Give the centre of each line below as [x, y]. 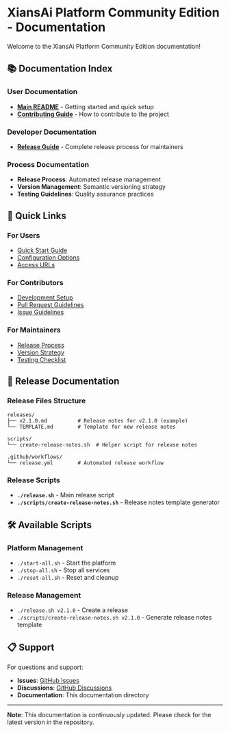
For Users [24, 235]
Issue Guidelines [40, 312]
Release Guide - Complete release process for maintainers [100, 146]
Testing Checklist [41, 359]
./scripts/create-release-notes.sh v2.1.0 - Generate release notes [114, 618]
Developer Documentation [52, 132]
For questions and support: [45, 667]
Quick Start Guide [42, 250]
